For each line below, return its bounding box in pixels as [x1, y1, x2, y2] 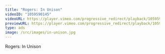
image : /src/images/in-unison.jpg [5, 30, 76, 35]
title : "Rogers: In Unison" [5, 7, 63, 12]
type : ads [5, 26, 26, 30]
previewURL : [5, 21, 29, 26]
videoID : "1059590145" [5, 12, 52, 17]
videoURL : [5, 16, 26, 21]
